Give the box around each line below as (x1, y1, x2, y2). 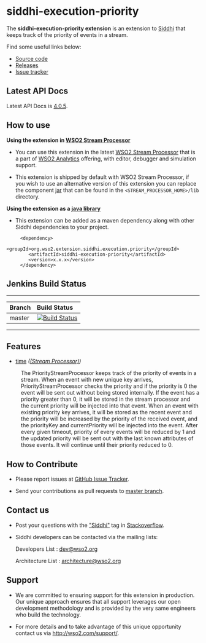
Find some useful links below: (6, 43, 82, 50)
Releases (15, 61, 39, 69)
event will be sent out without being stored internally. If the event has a (20, 389, 200, 396)
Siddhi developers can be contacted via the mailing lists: (15, 533, 158, 540)
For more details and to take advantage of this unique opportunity (15, 623, 181, 630)
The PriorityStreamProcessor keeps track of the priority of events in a (20, 369, 197, 377)
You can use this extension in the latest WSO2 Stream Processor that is (15, 148, 196, 156)
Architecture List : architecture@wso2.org (15, 557, 121, 564)
